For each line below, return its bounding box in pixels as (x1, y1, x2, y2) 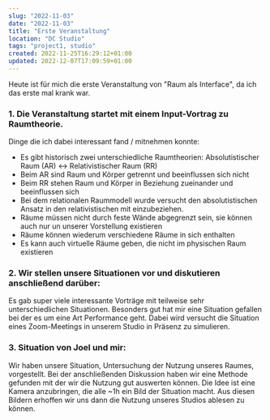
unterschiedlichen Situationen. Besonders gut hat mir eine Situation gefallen (8, 305, 262, 315)
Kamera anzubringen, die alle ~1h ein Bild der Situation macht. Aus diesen (8, 386, 255, 396)
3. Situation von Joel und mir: (8, 342, 126, 354)
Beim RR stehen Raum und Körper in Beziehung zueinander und (19, 178, 234, 188)
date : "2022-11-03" (8, 19, 75, 28)
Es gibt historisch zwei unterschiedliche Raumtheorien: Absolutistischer (19, 152, 259, 162)
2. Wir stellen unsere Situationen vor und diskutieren (8, 268, 221, 279)
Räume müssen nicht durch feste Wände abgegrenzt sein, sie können (19, 212, 253, 223)
